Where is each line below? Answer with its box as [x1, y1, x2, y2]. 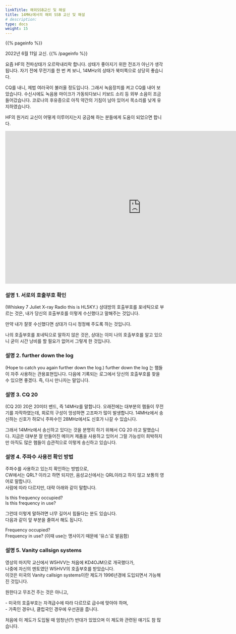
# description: [5, 17, 37, 22]
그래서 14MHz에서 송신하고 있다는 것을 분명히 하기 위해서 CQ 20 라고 [5, 427, 142, 433]
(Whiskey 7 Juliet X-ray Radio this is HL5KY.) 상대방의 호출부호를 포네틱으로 [5, 304, 159, 310]
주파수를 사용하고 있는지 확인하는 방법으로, [5, 466, 89, 472]
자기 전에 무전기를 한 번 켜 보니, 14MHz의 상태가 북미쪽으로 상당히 [20, 68, 150, 74]
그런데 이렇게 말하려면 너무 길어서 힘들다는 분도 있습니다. [5, 511, 117, 517]
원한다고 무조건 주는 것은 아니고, [5, 589, 69, 595]
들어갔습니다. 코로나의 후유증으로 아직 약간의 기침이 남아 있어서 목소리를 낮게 [5, 97, 156, 104]
